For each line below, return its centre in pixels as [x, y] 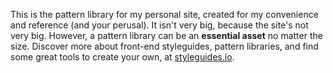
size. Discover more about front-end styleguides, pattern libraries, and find [164, 46]
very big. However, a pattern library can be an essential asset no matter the [166, 35]
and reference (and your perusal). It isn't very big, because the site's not [159, 25]
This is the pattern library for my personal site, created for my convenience [164, 14]
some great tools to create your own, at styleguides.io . [122, 57]
